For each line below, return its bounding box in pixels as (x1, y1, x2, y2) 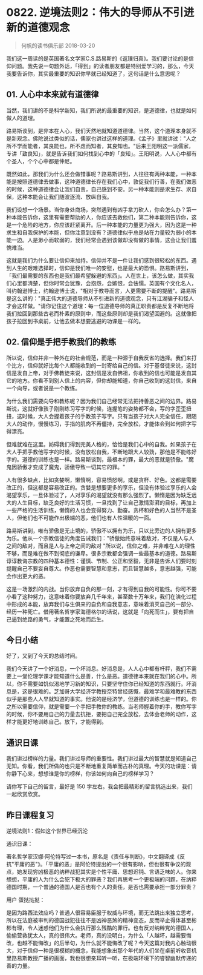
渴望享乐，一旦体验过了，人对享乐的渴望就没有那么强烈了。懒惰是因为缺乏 (6, 491, 192, 498)
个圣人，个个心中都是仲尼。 (6, 157, 76, 164)
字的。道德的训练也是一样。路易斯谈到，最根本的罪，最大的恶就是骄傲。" (6, 455, 189, 463)
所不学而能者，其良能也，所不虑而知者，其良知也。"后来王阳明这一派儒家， (6, 142, 195, 149)
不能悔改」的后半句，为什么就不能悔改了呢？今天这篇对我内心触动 (27, 939, 192, 947)
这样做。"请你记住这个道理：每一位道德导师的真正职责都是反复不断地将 (16, 302, 195, 309)
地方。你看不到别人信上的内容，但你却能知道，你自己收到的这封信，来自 (16, 377, 197, 384)
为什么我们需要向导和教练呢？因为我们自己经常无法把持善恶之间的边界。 (6, 397, 186, 404)
